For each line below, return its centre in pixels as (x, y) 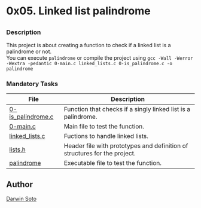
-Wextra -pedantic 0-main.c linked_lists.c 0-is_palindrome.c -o (89, 63)
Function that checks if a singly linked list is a (127, 109)
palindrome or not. (29, 51)
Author (19, 184)
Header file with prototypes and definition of (126, 146)
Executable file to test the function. (113, 163)
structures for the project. (100, 154)
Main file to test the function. (104, 127)
